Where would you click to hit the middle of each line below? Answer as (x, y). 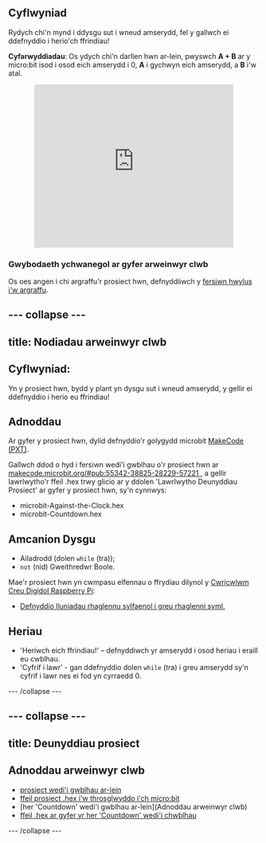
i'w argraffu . (28, 289)
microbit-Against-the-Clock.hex (72, 506)
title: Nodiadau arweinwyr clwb (88, 342)
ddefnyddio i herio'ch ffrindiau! (59, 41)
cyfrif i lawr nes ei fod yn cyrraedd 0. (80, 676)
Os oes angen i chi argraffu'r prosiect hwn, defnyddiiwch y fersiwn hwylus (130, 281)
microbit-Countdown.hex (61, 514)
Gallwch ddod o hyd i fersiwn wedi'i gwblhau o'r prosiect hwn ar (113, 465)
